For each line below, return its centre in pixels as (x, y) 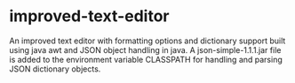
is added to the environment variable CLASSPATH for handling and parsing (146, 59)
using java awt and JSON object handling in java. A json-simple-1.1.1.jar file (145, 49)
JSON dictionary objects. (55, 69)
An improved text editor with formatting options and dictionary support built (147, 41)
